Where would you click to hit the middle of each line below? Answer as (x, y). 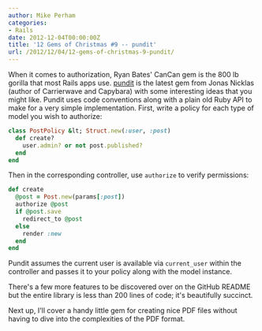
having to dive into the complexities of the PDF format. (97, 319)
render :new (42, 233)
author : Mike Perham (42, 15)
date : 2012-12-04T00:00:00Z (54, 37)
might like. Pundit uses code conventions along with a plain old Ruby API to (130, 100)
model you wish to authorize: (55, 116)
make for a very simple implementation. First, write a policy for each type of (131, 108)
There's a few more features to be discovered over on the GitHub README (129, 287)
